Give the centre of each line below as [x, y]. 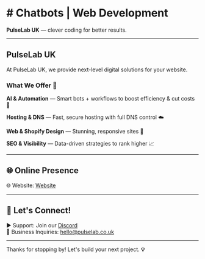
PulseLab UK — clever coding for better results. [67, 30]
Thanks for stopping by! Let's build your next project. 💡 [76, 249]
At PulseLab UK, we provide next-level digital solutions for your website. [97, 69]
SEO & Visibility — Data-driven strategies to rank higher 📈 [80, 144]
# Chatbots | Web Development [88, 13]
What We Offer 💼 [31, 85]
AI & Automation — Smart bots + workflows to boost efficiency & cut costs [101, 99]
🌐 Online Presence [43, 171]
